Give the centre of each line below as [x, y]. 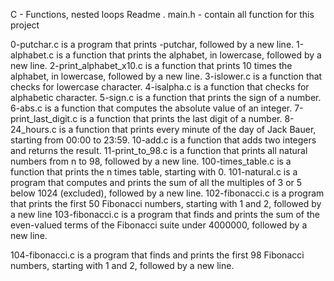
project [25, 25]
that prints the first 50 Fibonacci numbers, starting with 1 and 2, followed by [166, 203]
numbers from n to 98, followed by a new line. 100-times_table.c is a [151, 161]
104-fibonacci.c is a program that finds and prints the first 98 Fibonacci [157, 255]
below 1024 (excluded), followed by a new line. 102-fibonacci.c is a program [167, 193]
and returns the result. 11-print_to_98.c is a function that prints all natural [159, 150]
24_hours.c [33, 129]
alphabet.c [32, 55]
